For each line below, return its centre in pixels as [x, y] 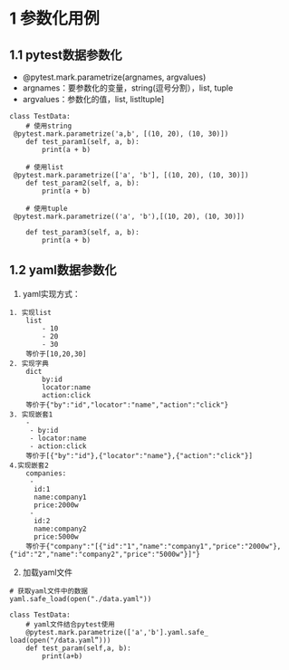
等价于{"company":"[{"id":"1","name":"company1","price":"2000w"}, [154, 546]
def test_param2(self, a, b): [83, 183]
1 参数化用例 [54, 19]
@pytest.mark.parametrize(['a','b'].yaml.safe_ [117, 632]
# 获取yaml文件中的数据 [49, 591]
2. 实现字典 [29, 363]
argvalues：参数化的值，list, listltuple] [93, 99]
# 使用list [45, 167]
